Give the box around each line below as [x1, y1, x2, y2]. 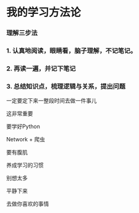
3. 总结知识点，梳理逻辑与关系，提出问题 [6, 82, 126, 90]
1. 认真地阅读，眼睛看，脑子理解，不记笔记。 [6, 47, 137, 55]
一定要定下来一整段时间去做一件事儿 [6, 97, 97, 104]
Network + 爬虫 [6, 136, 46, 143]
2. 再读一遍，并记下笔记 [6, 64, 76, 73]
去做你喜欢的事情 [6, 200, 49, 208]
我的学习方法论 [6, 5, 81, 19]
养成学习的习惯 [6, 161, 44, 169]
